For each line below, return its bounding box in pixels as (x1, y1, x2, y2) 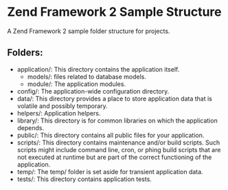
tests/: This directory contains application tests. (16, 175, 152, 183)
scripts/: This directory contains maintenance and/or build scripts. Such (16, 138, 220, 147)
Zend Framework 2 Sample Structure (7, 4, 222, 20)
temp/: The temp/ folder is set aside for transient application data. (16, 167, 204, 176)
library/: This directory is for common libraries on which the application (16, 116, 218, 125)
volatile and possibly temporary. (16, 101, 108, 110)
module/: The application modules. (27, 80, 126, 88)
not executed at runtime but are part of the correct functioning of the (16, 153, 212, 161)
